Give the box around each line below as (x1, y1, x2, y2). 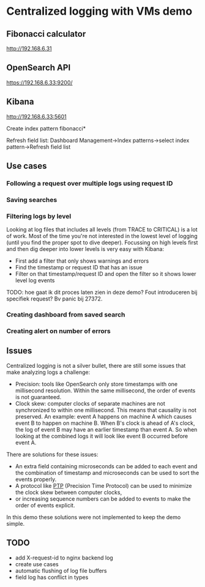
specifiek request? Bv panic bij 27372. (6, 295, 103, 302)
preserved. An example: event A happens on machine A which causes (15, 413, 192, 420)
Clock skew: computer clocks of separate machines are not (15, 400, 165, 407)
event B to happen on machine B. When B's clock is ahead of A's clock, (15, 419, 195, 427)
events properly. (15, 476, 57, 483)
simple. (6, 520, 25, 527)
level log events (15, 277, 55, 284)
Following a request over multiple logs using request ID (6, 179, 173, 187)
